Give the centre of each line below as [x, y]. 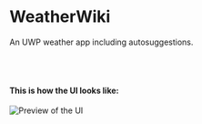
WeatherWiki [60, 17]
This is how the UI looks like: [64, 90]
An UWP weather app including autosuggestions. [101, 42]
